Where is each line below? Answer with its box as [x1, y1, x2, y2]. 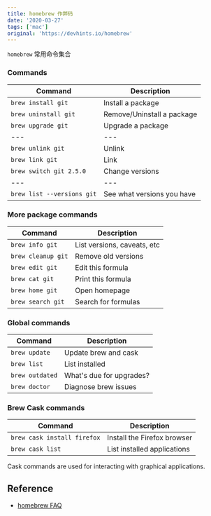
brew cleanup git [10, 252, 68, 260]
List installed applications [107, 444, 190, 454]
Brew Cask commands [7, 403, 85, 413]
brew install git [10, 99, 68, 107]
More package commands [7, 210, 98, 219]
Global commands [7, 318, 71, 327]
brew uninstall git [10, 110, 75, 118]
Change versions [103, 166, 159, 176]
